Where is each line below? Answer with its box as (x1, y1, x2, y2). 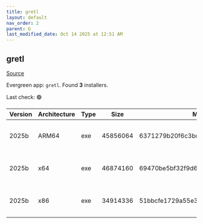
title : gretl (6, 8, 39, 15)
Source (6, 69, 24, 77)
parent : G (6, 25, 31, 32)
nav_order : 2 (6, 20, 39, 26)
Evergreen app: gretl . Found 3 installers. (6, 81, 109, 88)
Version (9, 110, 33, 118)
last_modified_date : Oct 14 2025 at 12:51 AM (6, 31, 123, 37)
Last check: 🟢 (6, 93, 42, 100)
